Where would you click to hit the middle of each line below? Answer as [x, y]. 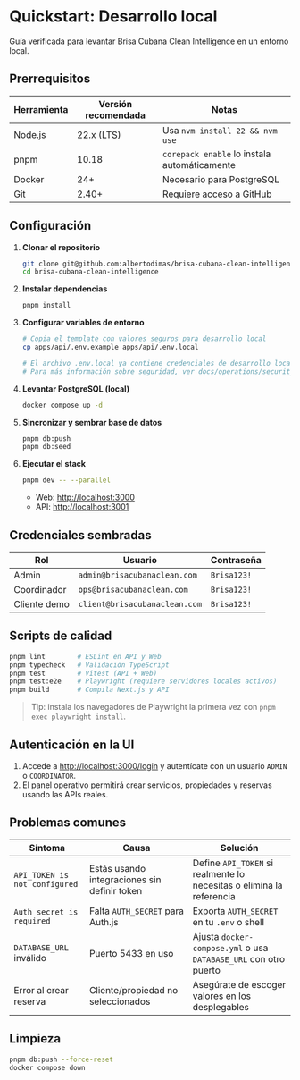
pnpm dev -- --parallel [67, 480]
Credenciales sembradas [80, 535]
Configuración [50, 226]
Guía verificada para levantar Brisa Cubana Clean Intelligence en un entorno [149, 41]
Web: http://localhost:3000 [85, 497]
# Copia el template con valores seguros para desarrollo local [144, 339]
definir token [116, 890]
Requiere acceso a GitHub [217, 194]
